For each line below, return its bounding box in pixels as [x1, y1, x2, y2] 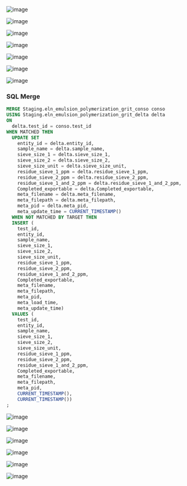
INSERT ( [12, 220, 34, 226]
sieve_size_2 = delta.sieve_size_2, [17, 157, 111, 163]
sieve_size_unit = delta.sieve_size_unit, [17, 163, 127, 170]
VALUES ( [12, 311, 34, 317]
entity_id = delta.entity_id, [17, 140, 95, 146]
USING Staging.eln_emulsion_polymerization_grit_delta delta [6, 112, 166, 118]
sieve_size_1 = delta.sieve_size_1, [17, 152, 111, 158]
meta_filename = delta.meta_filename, [17, 192, 116, 198]
